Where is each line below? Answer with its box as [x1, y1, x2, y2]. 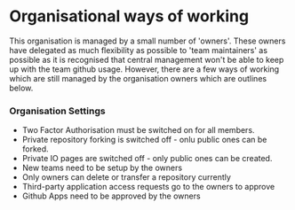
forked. [21, 144, 49, 154]
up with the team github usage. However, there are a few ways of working [9, 64, 280, 74]
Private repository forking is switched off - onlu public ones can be [21, 135, 267, 145]
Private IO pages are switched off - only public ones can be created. [21, 153, 273, 164]
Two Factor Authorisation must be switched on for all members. [21, 125, 255, 136]
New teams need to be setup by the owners [21, 162, 183, 174]
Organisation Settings [9, 105, 106, 117]
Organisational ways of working [9, 6, 250, 27]
